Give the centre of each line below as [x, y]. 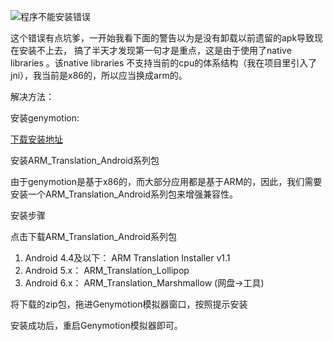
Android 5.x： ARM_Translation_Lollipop [107, 270]
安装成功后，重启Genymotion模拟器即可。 [96, 325]
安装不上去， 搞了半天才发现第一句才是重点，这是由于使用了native [155, 50]
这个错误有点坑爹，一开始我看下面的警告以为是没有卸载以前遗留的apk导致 [162, 38]
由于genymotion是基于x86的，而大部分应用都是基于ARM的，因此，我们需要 [166, 181]
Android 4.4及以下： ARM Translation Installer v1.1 [127, 258]
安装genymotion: [45, 118]
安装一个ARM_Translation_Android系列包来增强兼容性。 [124, 194]
